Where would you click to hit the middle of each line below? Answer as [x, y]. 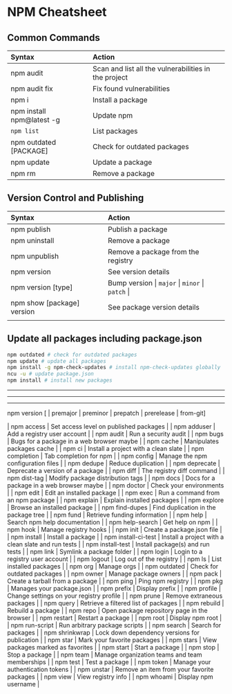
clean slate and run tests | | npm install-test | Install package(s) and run [108, 544]
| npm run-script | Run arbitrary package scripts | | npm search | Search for [114, 625]
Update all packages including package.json [105, 339]
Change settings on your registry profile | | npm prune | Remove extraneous [115, 596]
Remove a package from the [154, 251]
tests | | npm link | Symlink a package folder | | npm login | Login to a [105, 552]
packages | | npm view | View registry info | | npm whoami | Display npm [110, 677]
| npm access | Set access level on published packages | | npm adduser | [111, 426]
